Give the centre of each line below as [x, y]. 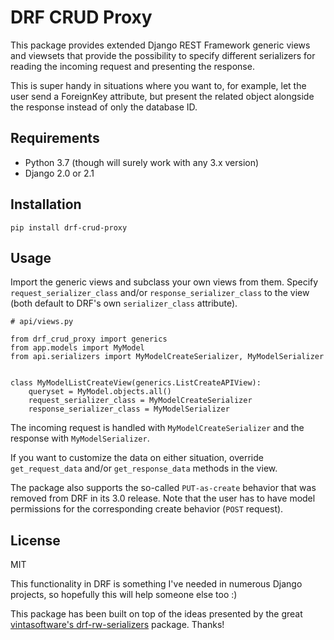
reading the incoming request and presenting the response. [132, 66]
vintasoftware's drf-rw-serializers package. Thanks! [117, 625]
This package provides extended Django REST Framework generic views [160, 45]
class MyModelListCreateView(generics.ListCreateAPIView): [136, 383]
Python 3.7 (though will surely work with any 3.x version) [142, 162]
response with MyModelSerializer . [80, 438]
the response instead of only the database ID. [104, 107]
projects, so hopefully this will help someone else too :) [124, 595]
